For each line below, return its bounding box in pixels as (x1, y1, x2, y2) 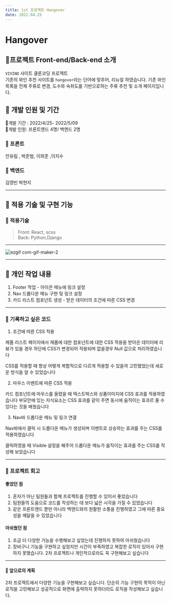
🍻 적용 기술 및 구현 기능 (5, 201, 73, 209)
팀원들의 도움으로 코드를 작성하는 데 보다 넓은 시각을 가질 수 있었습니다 (12, 500, 153, 506)
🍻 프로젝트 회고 (5, 467, 40, 474)
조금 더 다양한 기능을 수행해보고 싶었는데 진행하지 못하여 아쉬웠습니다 (12, 537, 150, 543)
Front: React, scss (17, 229, 56, 235)
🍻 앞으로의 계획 (5, 567, 36, 573)
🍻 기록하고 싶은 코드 (5, 316, 51, 323)
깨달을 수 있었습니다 (22, 512, 62, 518)
